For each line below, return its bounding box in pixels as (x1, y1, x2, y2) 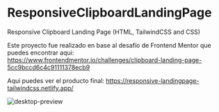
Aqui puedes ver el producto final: (7, 76, 105, 84)
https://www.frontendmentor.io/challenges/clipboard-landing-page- (7, 55, 202, 64)
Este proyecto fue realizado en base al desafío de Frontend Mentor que (7, 41, 211, 49)
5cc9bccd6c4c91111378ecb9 (7, 63, 90, 71)
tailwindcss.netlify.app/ (7, 84, 74, 92)
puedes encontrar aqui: (7, 48, 74, 57)
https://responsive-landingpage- (106, 76, 200, 84)
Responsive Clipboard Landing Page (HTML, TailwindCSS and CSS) (7, 28, 200, 36)
